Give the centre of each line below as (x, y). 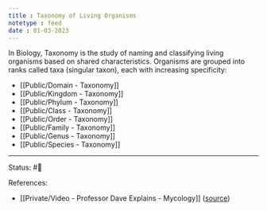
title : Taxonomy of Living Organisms (72, 16)
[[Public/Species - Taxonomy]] (70, 145)
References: (28, 183)
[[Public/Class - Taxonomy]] (66, 111)
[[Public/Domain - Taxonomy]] (69, 85)
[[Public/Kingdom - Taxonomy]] (72, 94)
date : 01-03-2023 (39, 30)
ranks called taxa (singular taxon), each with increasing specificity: (118, 70)
